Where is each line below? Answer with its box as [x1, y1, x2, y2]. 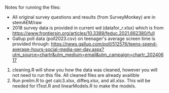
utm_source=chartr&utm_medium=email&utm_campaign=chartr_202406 [12, 52, 164, 58]
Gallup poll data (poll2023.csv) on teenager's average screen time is [12, 35, 156, 41]
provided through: [12, 41, 50, 47]
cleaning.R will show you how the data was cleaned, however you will [12, 67, 158, 73]
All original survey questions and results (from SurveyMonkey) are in [12, 14, 156, 20]
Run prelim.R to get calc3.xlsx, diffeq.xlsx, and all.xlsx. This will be [12, 78, 151, 83]
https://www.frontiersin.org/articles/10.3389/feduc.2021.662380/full [12, 30, 155, 36]
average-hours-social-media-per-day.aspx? [12, 46, 105, 52]
